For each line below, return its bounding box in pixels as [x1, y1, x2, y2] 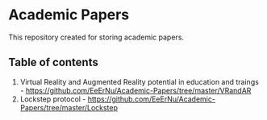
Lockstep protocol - [19, 94, 86, 104]
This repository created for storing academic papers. [8, 32, 184, 42]
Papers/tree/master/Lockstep [19, 102, 119, 112]
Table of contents [8, 56, 98, 69]
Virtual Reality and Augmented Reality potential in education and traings [19, 77, 260, 86]
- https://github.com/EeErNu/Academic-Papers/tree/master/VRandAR [19, 85, 252, 95]
